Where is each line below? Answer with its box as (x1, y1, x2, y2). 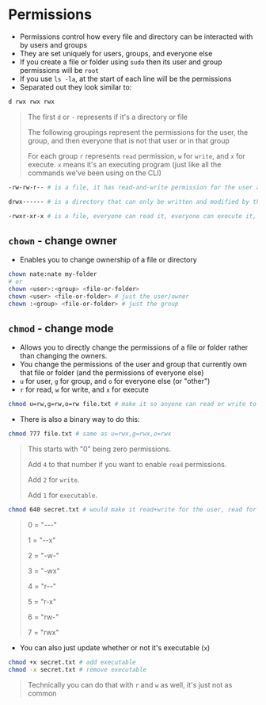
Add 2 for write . (27, 475, 80, 485)
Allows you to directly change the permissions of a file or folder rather (19, 343, 249, 352)
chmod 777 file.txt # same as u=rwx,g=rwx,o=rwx (8, 430, 172, 438)
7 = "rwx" (27, 628, 59, 638)
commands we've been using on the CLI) (27, 168, 162, 178)
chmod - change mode (8, 322, 114, 335)
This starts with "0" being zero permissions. (27, 444, 172, 454)
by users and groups (19, 40, 88, 49)
